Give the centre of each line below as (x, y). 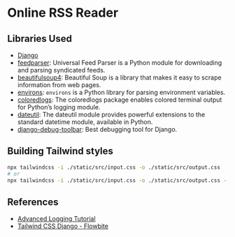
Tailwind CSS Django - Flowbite (63, 226)
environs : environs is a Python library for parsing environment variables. (121, 92)
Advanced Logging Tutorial (56, 219)
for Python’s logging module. (59, 107)
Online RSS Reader (63, 13)
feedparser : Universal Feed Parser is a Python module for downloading (120, 63)
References (33, 202)
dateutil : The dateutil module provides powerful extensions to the (111, 114)
